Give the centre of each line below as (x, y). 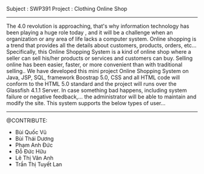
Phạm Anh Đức (34, 145)
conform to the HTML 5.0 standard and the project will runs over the (92, 84)
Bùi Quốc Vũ (31, 132)
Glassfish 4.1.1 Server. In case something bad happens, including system (97, 90)
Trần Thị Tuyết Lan (39, 164)
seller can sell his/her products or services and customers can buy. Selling (100, 58)
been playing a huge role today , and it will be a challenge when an (90, 32)
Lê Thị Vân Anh (34, 158)
